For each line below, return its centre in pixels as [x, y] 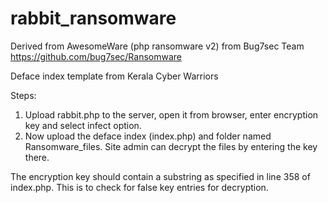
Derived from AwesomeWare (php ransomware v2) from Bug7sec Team [157, 46]
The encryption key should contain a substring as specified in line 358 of [160, 176]
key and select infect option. [83, 125]
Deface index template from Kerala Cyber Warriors [114, 76]
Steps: [23, 95]
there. [37, 157]
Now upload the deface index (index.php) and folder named [148, 136]
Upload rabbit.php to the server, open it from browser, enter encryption [171, 114]
